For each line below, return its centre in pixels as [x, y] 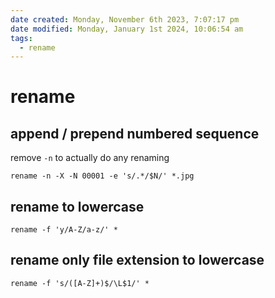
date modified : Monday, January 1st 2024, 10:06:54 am [127, 29]
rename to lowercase [77, 206]
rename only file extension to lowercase [137, 260]
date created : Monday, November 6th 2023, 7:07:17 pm [125, 19]
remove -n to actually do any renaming [90, 158]
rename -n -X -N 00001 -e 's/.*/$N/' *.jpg [102, 176]
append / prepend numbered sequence [135, 133]
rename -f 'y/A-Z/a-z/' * [64, 230]
